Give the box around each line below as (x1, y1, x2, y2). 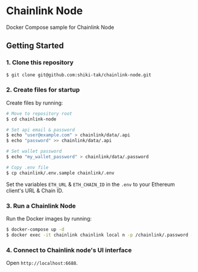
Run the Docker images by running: (6, 215, 92, 222)
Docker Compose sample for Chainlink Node (6, 24, 114, 31)
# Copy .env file (6, 164, 49, 171)
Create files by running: (6, 99, 63, 106)
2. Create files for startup (6, 86, 80, 94)
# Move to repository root (6, 110, 72, 116)
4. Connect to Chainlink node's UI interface (6, 246, 132, 254)
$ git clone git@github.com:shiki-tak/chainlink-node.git (6, 72, 151, 78)
